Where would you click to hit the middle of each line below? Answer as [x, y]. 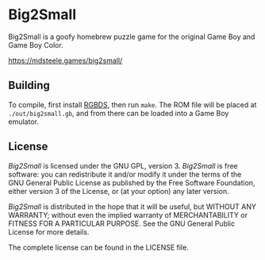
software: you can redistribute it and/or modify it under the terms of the [125, 174]
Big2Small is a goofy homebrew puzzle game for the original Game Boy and [132, 37]
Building [29, 85]
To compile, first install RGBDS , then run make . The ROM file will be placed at [132, 104]
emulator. [24, 122]
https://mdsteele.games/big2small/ [65, 60]
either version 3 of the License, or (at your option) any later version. [119, 191]
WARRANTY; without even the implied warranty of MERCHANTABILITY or [128, 215]
